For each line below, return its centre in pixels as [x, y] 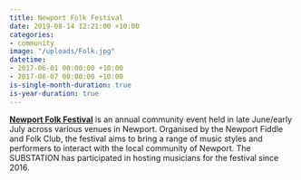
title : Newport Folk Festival [67, 18]
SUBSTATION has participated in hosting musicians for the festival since [144, 157]
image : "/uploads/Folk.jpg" [63, 52]
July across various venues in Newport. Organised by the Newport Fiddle [146, 128]
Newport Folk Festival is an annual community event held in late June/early [151, 119]
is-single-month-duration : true [70, 85]
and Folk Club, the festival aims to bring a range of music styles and [136, 138]
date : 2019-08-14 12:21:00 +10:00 [75, 26]
